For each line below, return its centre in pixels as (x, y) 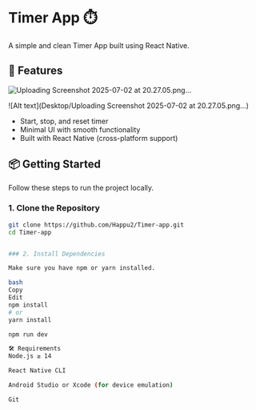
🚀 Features (36, 71)
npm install (28, 305)
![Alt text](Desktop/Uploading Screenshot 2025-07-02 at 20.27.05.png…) (129, 105)
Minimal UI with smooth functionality (80, 129)
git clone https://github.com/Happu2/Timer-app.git (96, 225)
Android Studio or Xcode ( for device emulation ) (91, 385)
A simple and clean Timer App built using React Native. (99, 45)
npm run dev (28, 334)
